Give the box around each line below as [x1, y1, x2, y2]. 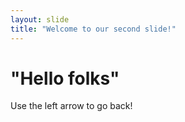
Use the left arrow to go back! [10, 100, 133, 112]
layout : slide [10, 14, 70, 25]
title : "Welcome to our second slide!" [10, 24, 177, 34]
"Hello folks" [10, 67, 120, 90]
